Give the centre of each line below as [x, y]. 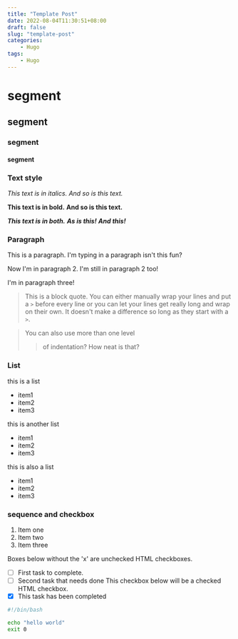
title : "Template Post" [43, 14]
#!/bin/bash [25, 610]
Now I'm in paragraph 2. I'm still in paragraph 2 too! [83, 269]
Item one [31, 530]
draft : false [27, 27]
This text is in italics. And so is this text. [65, 193]
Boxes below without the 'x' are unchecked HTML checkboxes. [100, 559]
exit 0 [17, 629]
